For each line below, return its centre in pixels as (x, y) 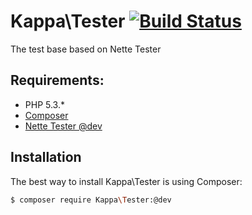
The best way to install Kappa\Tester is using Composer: (126, 181)
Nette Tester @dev (63, 126)
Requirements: (57, 80)
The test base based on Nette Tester (86, 49)
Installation (46, 157)
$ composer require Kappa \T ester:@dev (91, 200)
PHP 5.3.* (44, 104)
